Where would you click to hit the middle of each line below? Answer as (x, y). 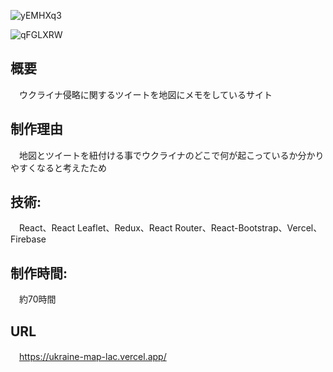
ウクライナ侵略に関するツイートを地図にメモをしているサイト (145, 94)
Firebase (28, 239)
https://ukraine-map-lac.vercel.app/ (93, 357)
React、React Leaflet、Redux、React (95, 228)
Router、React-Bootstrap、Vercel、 (248, 228)
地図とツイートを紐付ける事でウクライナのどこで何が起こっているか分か (167, 155)
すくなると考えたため (62, 167)
